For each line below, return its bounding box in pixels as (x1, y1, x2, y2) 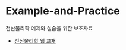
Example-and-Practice (5, 4, 120, 18)
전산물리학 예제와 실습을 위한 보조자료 (5, 24, 93, 32)
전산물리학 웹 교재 (14, 37, 56, 44)
